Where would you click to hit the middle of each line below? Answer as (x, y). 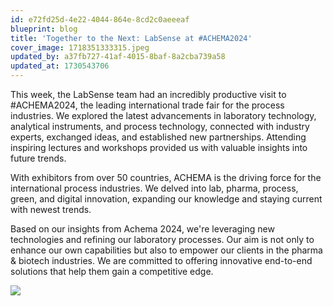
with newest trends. (51, 209)
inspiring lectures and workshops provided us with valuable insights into (159, 147)
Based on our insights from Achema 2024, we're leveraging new (142, 229)
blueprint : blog (44, 29)
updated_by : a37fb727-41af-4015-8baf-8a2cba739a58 (118, 57)
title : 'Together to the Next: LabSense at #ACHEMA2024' (131, 38)
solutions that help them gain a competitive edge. (112, 271)
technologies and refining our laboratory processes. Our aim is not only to (162, 239)
